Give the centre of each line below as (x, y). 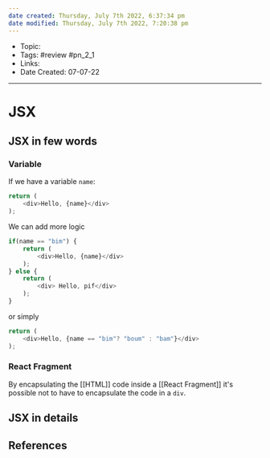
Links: (30, 63)
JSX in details (43, 418)
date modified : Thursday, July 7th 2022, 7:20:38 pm (98, 23)
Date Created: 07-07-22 (60, 72)
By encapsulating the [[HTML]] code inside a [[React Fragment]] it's (121, 384)
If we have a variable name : (52, 182)
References (38, 446)
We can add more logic (47, 227)
